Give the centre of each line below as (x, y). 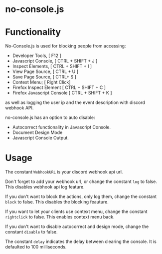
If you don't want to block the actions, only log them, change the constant (81, 196)
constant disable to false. (31, 232)
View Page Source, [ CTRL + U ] (45, 71)
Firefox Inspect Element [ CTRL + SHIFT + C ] (59, 87)
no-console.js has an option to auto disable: (50, 117)
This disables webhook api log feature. (45, 187)
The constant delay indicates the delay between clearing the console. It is (81, 241)
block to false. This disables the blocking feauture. (57, 202)
